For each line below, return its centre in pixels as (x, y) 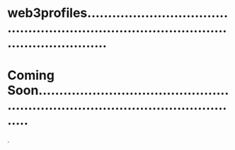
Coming (31, 75)
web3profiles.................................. (118, 13)
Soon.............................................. (118, 91)
